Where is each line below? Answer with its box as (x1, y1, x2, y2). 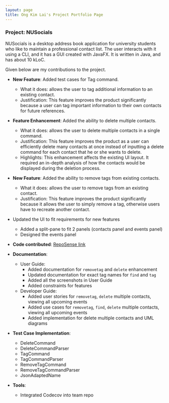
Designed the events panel (20, 231, 77, 238)
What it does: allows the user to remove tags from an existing (20, 185, 149, 191)
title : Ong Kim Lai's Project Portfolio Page (5, 12, 103, 17)
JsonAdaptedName (20, 372, 61, 378)
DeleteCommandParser (20, 345, 70, 351)
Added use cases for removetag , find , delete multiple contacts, (27, 304, 160, 310)
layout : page (5, 7, 33, 13)
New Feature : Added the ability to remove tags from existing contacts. (12, 175, 160, 181)
